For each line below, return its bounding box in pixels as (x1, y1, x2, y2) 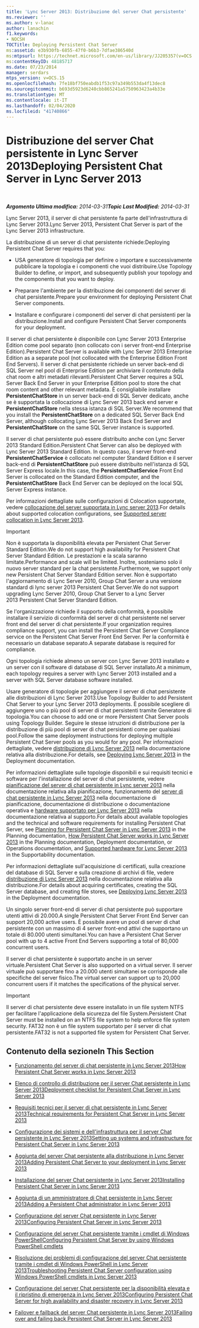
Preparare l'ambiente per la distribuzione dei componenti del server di (14, 287, 186, 295)
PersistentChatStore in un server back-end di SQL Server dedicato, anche (6, 392, 189, 399)
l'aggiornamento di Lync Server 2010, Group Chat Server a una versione (6, 578, 182, 585)
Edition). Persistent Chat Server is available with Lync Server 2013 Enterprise (6, 348, 192, 355)
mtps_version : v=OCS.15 (6, 75, 65, 81)
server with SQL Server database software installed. (6, 676, 133, 684)
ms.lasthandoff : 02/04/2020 (6, 102, 76, 109)
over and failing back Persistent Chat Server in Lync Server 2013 (14, 1316, 172, 1323)
